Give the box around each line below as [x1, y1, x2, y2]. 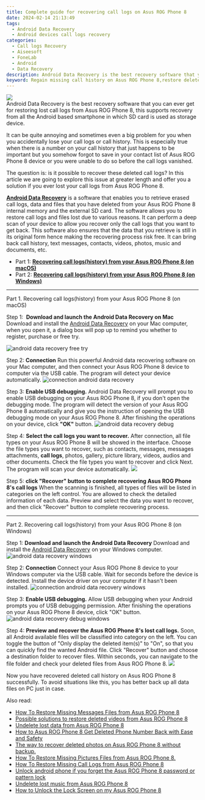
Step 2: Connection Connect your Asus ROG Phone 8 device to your [6, 564, 179, 572]
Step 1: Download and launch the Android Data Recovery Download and [6, 539, 190, 547]
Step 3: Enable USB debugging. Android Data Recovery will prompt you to [6, 388, 193, 395]
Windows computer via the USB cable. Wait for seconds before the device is [6, 571, 198, 578]
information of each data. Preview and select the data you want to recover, [6, 497, 194, 505]
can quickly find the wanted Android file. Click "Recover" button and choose [6, 646, 198, 654]
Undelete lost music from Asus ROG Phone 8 [15, 780, 128, 788]
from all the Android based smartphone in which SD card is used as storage [6, 113, 196, 120]
